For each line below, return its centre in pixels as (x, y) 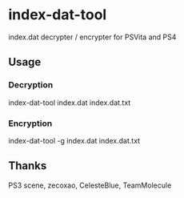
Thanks (28, 166)
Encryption (30, 123)
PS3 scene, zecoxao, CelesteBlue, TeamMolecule (90, 185)
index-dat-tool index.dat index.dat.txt (70, 103)
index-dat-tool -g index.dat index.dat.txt (74, 140)
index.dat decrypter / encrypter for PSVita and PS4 (92, 37)
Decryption (31, 85)
